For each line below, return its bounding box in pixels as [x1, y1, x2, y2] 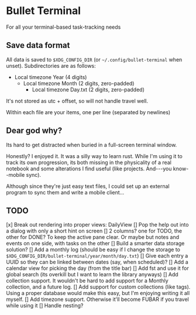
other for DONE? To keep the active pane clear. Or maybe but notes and [6, 234, 180, 241]
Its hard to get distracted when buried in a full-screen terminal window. [6, 141, 177, 148]
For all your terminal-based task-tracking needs [6, 23, 121, 30]
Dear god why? [6, 126, 63, 136]
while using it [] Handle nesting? [6, 302, 84, 309]
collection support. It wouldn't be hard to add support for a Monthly [6, 277, 169, 285]
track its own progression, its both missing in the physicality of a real [6, 159, 171, 166]
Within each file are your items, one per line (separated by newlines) [6, 108, 171, 115]
